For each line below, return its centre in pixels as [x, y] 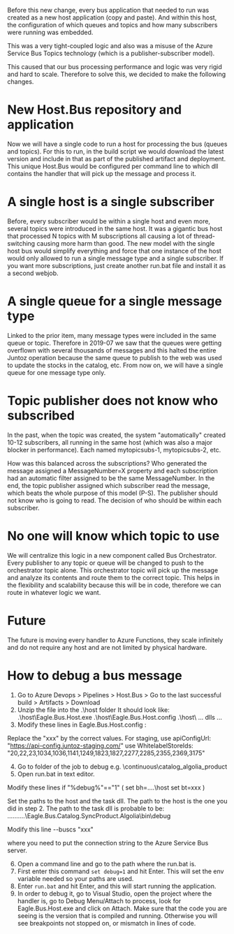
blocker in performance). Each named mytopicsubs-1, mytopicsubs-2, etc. [114, 450]
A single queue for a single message [115, 301]
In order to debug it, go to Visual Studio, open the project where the [115, 894]
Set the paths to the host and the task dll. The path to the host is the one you [117, 801]
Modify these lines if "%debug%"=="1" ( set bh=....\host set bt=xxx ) [106, 787]
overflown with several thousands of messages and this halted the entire [112, 350]
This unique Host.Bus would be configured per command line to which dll [113, 166]
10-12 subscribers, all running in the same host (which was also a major [110, 442]
